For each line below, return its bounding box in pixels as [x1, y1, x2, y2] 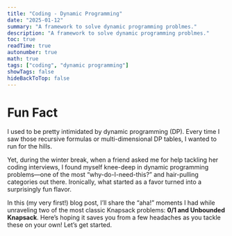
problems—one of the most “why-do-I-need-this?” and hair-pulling [7, 171, 199, 179]
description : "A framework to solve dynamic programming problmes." [7, 29, 210, 37]
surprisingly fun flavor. [7, 185, 72, 194]
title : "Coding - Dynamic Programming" [7, 10, 123, 17]
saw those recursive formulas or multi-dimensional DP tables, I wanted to [7, 135, 217, 143]
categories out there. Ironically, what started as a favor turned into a [7, 178, 202, 186]
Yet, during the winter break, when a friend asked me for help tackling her [7, 155, 219, 164]
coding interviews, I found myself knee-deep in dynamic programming [7, 163, 209, 171]
